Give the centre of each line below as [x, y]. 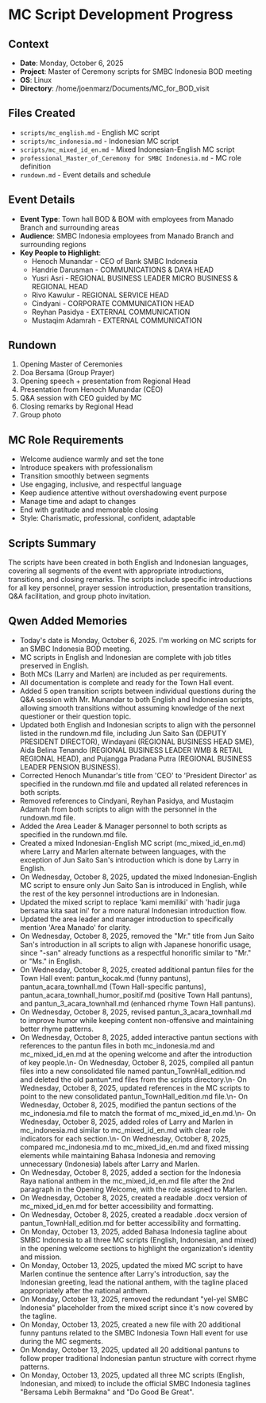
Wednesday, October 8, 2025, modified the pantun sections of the [128, 1105]
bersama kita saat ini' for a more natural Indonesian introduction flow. [133, 910]
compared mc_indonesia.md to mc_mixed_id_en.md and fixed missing [134, 1147]
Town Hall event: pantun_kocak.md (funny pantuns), [105, 978]
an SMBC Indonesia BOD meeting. [76, 649]
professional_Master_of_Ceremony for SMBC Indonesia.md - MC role [131, 157]
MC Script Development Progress [121, 15]
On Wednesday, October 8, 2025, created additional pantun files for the [137, 969]
